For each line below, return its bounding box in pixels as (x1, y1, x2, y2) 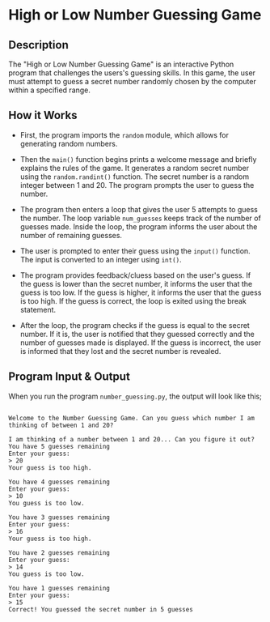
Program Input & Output (8, 370, 131, 384)
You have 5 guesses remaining (8, 442, 111, 450)
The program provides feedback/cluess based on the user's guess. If (19, 270, 251, 280)
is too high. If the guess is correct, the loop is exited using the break (19, 296, 247, 305)
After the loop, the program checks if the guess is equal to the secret (19, 320, 251, 330)
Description (8, 38, 69, 52)
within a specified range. (8, 85, 91, 95)
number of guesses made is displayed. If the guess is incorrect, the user (19, 338, 261, 347)
